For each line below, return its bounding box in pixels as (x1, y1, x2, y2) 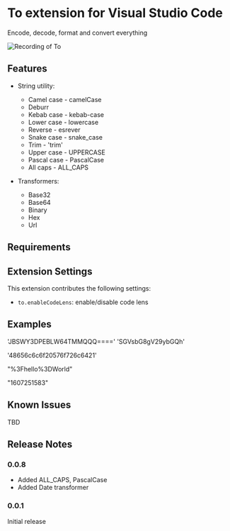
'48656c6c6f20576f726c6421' (7, 351, 97, 359)
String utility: (17, 82, 55, 90)
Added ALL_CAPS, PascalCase (17, 476, 108, 484)
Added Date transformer (17, 484, 89, 492)
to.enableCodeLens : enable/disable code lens (17, 298, 149, 306)
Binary (28, 206, 47, 214)
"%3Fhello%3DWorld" (7, 364, 73, 373)
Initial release (7, 517, 46, 525)
